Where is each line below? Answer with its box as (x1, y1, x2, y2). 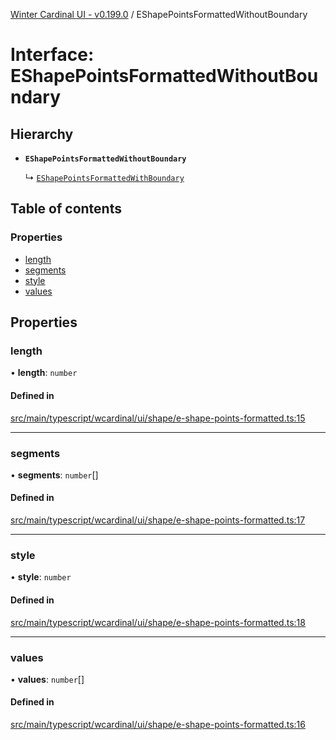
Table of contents (10, 200, 122, 218)
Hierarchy (10, 125, 74, 143)
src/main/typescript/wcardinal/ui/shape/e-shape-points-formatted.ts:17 (10, 514, 306, 526)
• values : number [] (10, 673, 85, 685)
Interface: (10, 44, 95, 66)
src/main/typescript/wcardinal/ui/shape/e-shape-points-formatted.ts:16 (10, 719, 306, 731)
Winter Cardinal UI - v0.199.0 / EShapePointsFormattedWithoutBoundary (10, 9, 308, 20)
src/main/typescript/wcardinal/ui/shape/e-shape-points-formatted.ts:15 (10, 412, 306, 424)
